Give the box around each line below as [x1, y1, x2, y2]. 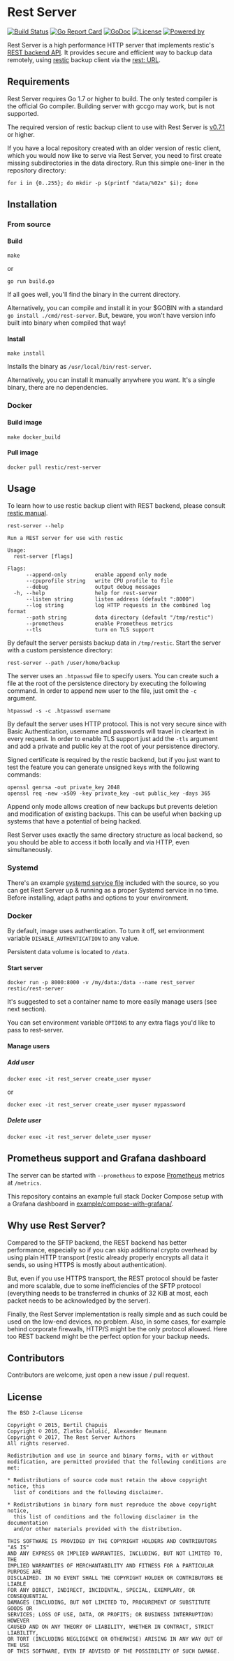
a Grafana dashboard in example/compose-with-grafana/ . [7, 1199, 174, 1208]
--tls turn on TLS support [25, 626, 155, 633]
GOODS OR [7, 1605, 33, 1612]
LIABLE [7, 1581, 27, 1588]
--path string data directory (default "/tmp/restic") [25, 614, 214, 621]
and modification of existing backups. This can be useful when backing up [7, 810, 222, 818]
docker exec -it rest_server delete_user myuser [7, 1133, 152, 1141]
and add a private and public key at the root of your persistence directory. [7, 742, 220, 750]
